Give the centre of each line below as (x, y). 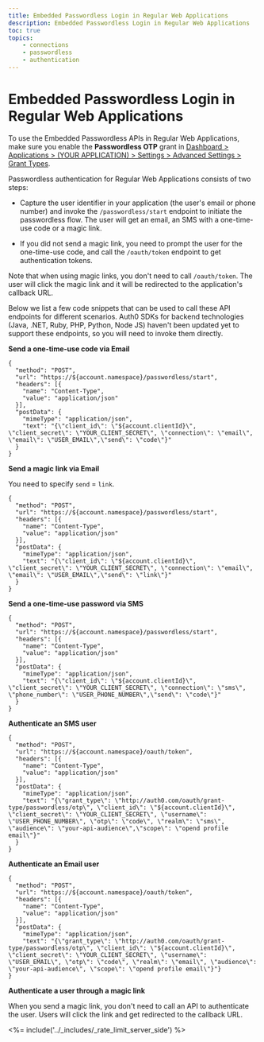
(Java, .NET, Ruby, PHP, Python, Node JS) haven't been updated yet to (124, 325)
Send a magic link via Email (54, 468)
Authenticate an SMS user (52, 723)
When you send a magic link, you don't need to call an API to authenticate (129, 1005)
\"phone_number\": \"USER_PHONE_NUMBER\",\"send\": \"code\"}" (115, 695)
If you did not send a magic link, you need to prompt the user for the (131, 243)
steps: (18, 187)
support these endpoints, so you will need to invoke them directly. (116, 333)
